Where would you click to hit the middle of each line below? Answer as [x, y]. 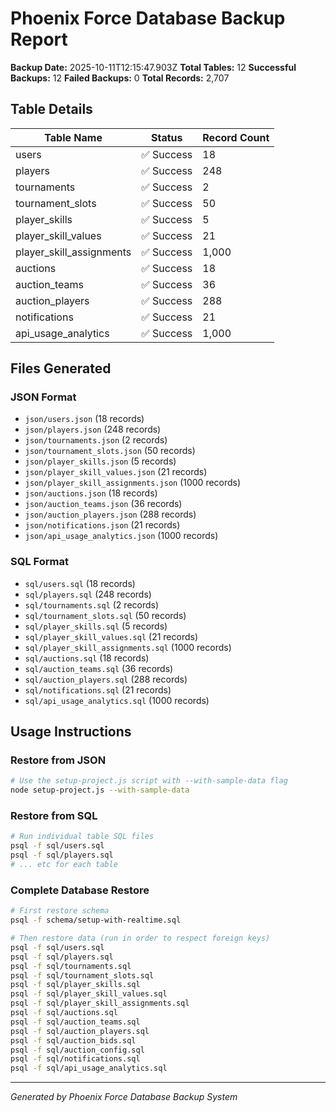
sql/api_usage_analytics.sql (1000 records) [117, 700]
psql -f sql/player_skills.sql [75, 985]
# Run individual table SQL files [82, 837]
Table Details [51, 109]
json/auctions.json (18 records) [91, 493]
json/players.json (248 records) [93, 429]
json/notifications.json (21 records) [102, 525]
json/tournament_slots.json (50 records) [110, 451]
